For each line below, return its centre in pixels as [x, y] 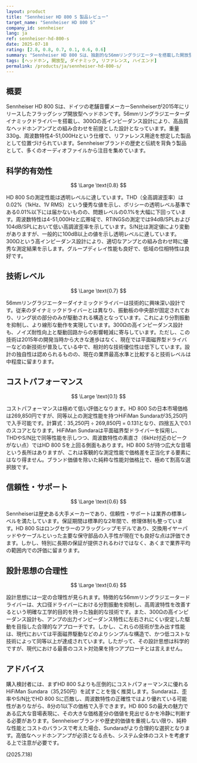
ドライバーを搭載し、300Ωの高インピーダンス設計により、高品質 [110, 121]
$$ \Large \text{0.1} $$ [98, 396]
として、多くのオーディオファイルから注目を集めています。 [77, 151]
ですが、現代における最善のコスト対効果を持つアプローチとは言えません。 [96, 649]
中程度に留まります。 [32, 361]
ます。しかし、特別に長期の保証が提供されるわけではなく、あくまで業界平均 [98, 543]
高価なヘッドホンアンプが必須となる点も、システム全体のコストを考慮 [100, 735]
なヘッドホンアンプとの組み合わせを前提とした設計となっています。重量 [93, 128]
